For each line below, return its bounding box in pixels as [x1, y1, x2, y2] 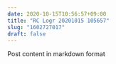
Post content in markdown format [7, 50, 105, 58]
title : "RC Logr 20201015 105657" [7, 17, 110, 24]
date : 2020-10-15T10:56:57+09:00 [7, 10, 107, 18]
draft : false [7, 30, 46, 38]
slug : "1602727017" [7, 23, 65, 31]
